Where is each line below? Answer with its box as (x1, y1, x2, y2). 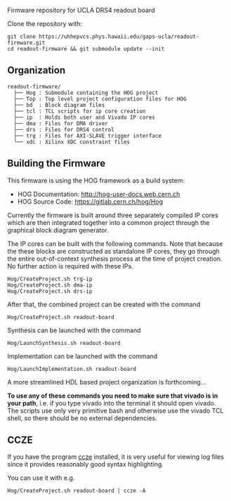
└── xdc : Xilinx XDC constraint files (13, 138, 131, 145)
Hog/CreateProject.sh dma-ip (7, 281, 93, 289)
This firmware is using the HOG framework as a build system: (7, 176, 185, 185)
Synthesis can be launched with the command (7, 326, 142, 334)
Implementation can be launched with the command (7, 351, 158, 360)
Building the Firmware (7, 157, 106, 169)
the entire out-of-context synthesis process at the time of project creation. (7, 254, 223, 263)
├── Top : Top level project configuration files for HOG (13, 95, 187, 103)
